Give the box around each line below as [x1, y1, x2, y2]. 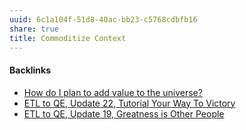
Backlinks [9, 64, 52, 76]
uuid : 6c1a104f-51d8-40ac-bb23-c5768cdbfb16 [9, 14, 198, 25]
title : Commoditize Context [9, 33, 127, 43]
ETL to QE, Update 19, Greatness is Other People [23, 107, 225, 120]
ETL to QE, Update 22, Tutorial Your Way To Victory [23, 97, 236, 109]
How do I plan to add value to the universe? [23, 86, 203, 98]
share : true [9, 24, 59, 34]
